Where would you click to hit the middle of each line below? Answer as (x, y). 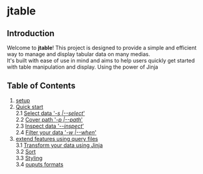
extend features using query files (57, 138)
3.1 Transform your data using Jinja (59, 145)
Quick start (29, 107)
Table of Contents (41, 86)
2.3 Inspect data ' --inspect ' (50, 126)
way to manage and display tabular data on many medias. (79, 54)
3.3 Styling (29, 158)
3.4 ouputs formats (40, 164)
